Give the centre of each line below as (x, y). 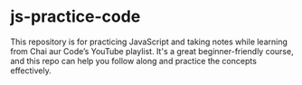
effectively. (31, 71)
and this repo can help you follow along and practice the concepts (133, 61)
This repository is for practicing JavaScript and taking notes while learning (149, 42)
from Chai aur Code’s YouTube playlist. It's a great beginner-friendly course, (152, 51)
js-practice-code (75, 17)
